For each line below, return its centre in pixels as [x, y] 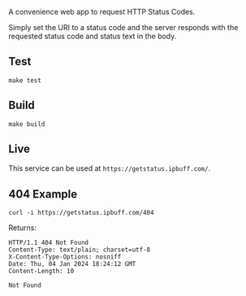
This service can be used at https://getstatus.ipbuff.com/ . [110, 168]
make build [27, 124]
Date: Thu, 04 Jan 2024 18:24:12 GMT [72, 264]
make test [25, 81]
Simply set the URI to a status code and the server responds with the [123, 27]
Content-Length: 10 [41, 272]
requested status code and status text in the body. [93, 36]
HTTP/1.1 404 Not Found [49, 243]
